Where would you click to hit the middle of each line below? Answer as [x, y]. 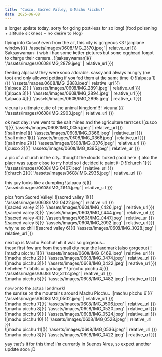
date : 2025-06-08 [22, 14]
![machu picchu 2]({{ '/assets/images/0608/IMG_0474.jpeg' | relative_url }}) [81, 258]
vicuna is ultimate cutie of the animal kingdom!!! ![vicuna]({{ [65, 108]
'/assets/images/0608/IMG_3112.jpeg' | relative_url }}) [59, 273]
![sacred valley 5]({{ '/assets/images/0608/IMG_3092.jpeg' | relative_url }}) [80, 223]
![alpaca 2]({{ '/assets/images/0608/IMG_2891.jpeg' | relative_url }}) [73, 88]
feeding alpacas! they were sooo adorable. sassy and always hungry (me [78, 72]
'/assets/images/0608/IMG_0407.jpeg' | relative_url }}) [59, 168]
